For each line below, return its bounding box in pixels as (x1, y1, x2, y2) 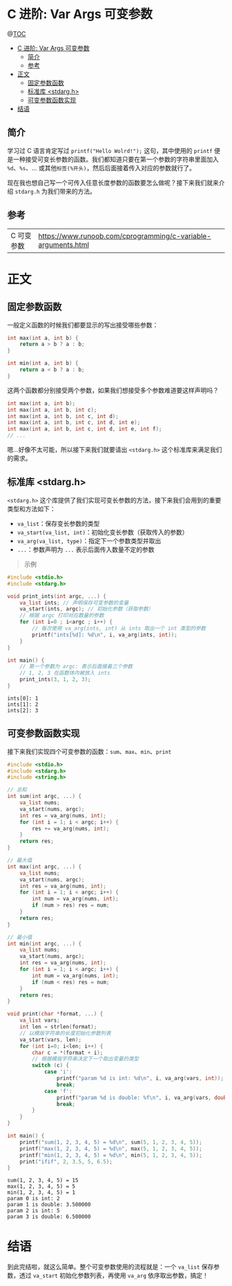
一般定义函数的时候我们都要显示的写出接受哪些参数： (7, 320, 159, 329)
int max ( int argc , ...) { (7, 863, 81, 870)
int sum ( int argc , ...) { (7, 793, 81, 800)
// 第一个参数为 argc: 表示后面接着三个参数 (19, 663, 133, 670)
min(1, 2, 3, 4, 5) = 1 (7, 1189, 76, 1196)
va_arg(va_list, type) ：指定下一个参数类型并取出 (17, 536, 162, 545)
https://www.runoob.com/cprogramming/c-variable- (38, 231, 212, 241)
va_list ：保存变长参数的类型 (17, 519, 100, 527)
